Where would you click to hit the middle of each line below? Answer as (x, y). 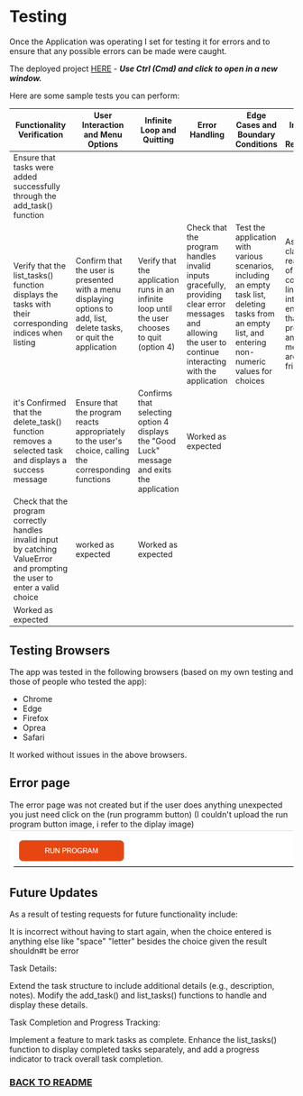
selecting (155, 413)
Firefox (36, 718)
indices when (38, 333)
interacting (207, 361)
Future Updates (54, 893)
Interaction (103, 125)
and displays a (40, 461)
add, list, (91, 318)
